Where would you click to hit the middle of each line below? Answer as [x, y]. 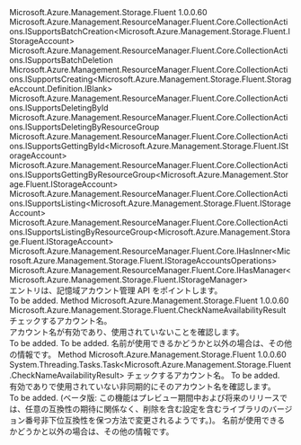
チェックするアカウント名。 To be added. [203, 375]
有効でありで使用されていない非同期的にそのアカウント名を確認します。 [142, 387]
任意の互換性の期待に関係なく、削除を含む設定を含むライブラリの [147, 409]
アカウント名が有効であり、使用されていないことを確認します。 [127, 332]
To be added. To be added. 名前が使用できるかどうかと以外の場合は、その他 [151, 343]
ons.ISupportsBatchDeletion [62, 60]
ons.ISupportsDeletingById [59, 108]
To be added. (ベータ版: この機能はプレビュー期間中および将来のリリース [145, 398]
